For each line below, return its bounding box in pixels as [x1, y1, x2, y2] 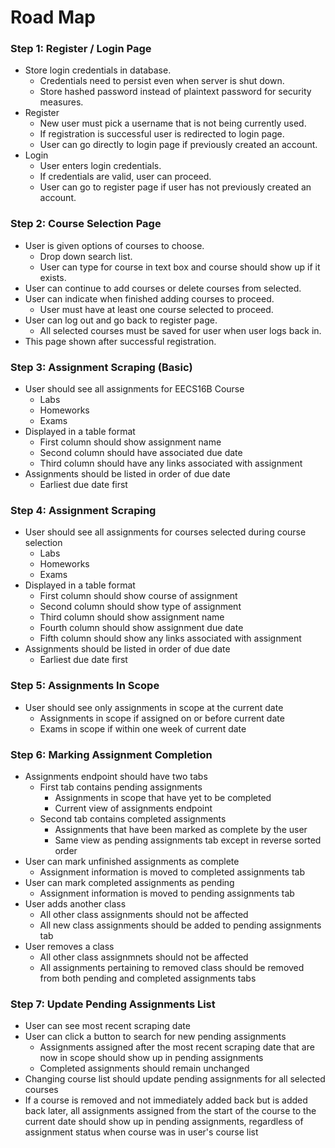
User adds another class [24, 897, 127, 910]
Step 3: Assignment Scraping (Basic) [10, 360, 193, 374]
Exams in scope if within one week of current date [39, 722, 247, 735]
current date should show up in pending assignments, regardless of [24, 1116, 304, 1128]
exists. [39, 271, 67, 283]
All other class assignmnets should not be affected [39, 951, 249, 963]
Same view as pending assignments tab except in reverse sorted [54, 834, 322, 846]
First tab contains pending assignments [39, 781, 203, 793]
